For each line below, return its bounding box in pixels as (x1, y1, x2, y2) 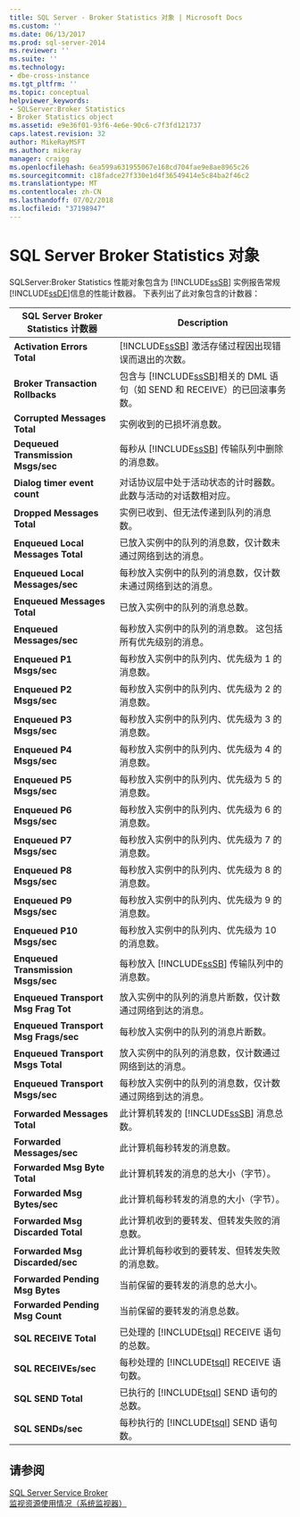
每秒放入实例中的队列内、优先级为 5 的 (119, 773, 283, 785)
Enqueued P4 (13, 743, 72, 756)
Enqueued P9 (13, 894, 72, 907)
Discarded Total (13, 1226, 83, 1238)
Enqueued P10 (13, 924, 79, 936)
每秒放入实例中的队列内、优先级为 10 (119, 924, 277, 936)
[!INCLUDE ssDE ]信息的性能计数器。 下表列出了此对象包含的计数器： (9, 288, 261, 298)
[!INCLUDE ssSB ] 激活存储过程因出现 (119, 339, 272, 352)
